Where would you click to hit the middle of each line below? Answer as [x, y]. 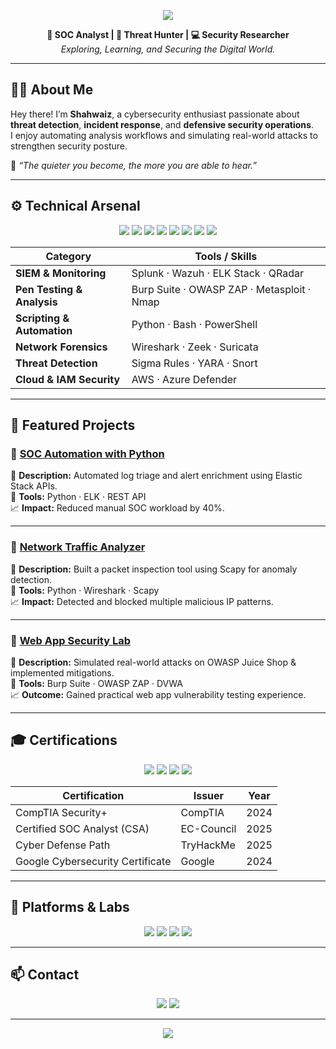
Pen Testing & [49, 289]
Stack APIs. [34, 486]
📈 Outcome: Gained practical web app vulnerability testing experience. [158, 694]
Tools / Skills [226, 256]
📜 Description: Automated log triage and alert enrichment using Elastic [156, 476]
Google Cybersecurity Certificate [93, 861]
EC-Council [208, 828]
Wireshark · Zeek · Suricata [195, 347]
